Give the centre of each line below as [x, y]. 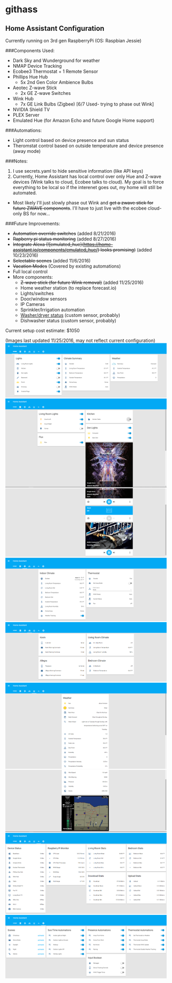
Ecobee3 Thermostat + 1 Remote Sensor [55, 71]
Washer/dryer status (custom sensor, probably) [70, 315]
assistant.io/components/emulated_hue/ [55, 250]
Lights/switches [37, 293]
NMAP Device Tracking [37, 66]
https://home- [98, 244]
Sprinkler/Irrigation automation [53, 310]
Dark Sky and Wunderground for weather [56, 60]
